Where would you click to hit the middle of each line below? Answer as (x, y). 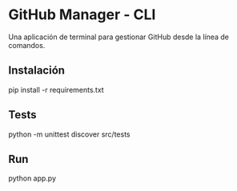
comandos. (27, 45)
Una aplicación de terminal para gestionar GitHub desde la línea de (119, 37)
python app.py (32, 178)
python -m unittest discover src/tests (69, 134)
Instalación (37, 71)
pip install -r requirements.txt (56, 90)
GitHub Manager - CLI (82, 15)
